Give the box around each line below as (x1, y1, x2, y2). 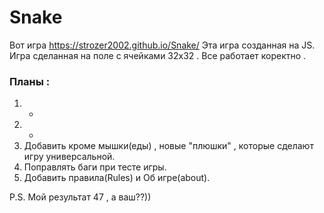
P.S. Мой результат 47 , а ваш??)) (9, 191, 152, 203)
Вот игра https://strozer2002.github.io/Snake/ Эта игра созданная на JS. (9, 39, 316, 51)
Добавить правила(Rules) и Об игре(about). (23, 172, 211, 184)
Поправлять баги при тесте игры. (23, 161, 167, 173)
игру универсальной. (23, 151, 116, 163)
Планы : (9, 74, 51, 88)
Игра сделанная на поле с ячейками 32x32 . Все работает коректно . (9, 49, 307, 61)
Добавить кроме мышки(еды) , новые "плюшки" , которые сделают (23, 140, 314, 152)
